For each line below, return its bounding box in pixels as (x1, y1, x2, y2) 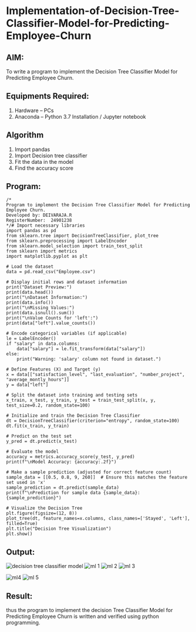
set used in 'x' (6, 480, 46, 486)
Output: (6, 547, 35, 557)
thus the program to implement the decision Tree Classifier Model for (6, 607, 173, 614)
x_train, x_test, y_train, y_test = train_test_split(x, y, (6, 398, 157, 404)
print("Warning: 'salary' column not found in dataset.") (16, 357, 161, 362)
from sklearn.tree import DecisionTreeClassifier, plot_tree (6, 233, 159, 239)
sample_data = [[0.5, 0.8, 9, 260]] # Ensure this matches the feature (6, 475, 188, 480)
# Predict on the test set (6, 433, 72, 439)
